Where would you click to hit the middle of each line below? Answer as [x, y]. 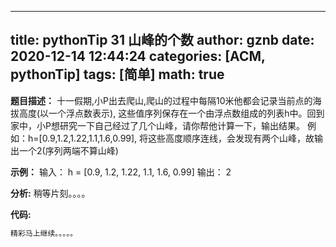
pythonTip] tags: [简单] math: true [117, 74]
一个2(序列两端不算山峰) [68, 150]
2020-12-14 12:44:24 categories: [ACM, [138, 56]
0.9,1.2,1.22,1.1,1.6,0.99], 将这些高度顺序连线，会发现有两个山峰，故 [178, 138]
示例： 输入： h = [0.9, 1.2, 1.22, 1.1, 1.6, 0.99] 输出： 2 [121, 172]
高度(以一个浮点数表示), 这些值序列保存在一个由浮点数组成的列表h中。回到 [171, 113]
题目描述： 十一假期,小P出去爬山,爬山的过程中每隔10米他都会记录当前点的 [161, 100]
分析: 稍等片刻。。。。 [50, 193]
